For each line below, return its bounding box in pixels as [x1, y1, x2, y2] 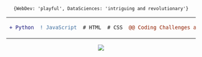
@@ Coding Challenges [128, 24, 191, 31]
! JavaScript [40, 24, 77, 31]
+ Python [9, 24, 34, 31]
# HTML [82, 24, 102, 31]
